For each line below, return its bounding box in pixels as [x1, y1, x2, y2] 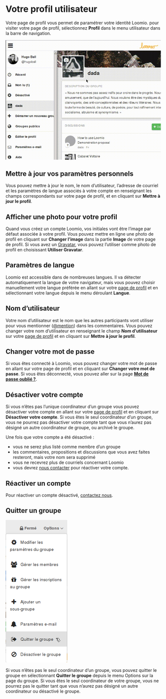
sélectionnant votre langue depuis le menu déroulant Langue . [5, 290, 131, 296]
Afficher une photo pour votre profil [5, 212, 117, 221]
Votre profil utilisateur [5, 3, 98, 15]
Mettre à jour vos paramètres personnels [5, 169, 133, 178]
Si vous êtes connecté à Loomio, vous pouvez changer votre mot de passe [5, 361, 157, 367]
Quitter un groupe [5, 506, 62, 515]
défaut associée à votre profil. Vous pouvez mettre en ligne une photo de [5, 231, 154, 237]
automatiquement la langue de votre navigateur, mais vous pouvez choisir [5, 279, 156, 285]
